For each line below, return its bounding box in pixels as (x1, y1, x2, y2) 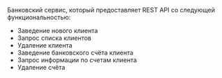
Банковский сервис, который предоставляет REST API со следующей (7, 6, 215, 14)
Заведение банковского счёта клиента (17, 48, 134, 57)
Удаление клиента (17, 41, 73, 49)
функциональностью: (7, 13, 71, 21)
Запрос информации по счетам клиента (17, 56, 138, 64)
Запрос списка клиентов (17, 34, 92, 42)
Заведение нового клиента (17, 27, 98, 35)
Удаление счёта (17, 64, 66, 71)
